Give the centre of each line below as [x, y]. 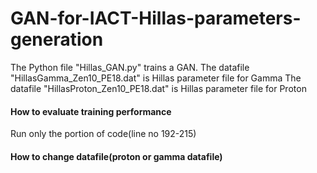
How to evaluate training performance [91, 111]
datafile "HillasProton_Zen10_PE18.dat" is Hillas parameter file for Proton [158, 88]
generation [57, 39]
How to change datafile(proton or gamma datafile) [116, 156]
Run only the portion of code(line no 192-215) [103, 134]
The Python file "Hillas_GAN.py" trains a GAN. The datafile [130, 67]
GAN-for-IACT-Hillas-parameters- [156, 18]
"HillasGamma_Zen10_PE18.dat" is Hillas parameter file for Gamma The [156, 78]
